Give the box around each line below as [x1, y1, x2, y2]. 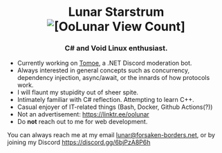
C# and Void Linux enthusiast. [64, 43, 168, 53]
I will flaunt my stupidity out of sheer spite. [17, 88, 139, 96]
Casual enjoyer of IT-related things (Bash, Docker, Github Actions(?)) [17, 103, 213, 111]
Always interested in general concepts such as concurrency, [17, 66, 190, 74]
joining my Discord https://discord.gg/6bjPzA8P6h [7, 139, 151, 147]
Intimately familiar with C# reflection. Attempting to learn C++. [17, 96, 195, 104]
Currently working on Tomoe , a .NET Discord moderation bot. [17, 59, 192, 68]
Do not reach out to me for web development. [17, 118, 148, 126]
